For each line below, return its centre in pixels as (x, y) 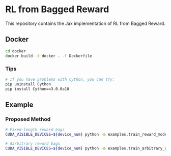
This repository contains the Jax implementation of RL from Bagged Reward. (85, 23)
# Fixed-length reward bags (35, 130)
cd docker (16, 51)
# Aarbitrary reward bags (33, 143)
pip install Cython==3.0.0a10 (37, 89)
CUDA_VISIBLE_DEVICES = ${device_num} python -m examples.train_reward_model (87, 134)
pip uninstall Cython (28, 84)
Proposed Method (28, 119)
